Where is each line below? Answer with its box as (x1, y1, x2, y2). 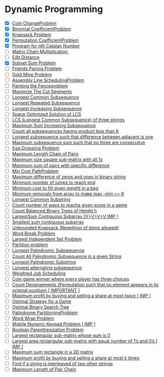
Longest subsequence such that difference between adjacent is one (12, 134, 153, 140)
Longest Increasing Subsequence (12, 105, 82, 111)
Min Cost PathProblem (12, 168, 59, 174)
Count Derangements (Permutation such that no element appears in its (12, 281, 159, 287)
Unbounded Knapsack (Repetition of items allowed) (12, 225, 119, 231)
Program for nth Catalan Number (12, 43, 80, 49)
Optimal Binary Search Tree (12, 304, 69, 310)
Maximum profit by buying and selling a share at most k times (12, 355, 140, 361)
